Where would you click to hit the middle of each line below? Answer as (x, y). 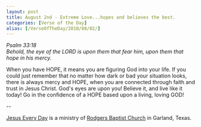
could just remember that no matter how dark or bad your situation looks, (97, 76)
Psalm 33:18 (22, 45)
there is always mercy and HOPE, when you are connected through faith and (101, 82)
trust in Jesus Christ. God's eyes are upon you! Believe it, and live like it (94, 89)
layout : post (22, 12)
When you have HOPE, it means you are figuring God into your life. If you (96, 70)
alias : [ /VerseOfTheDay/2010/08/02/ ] (53, 28)
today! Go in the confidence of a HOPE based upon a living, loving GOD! (95, 95)
